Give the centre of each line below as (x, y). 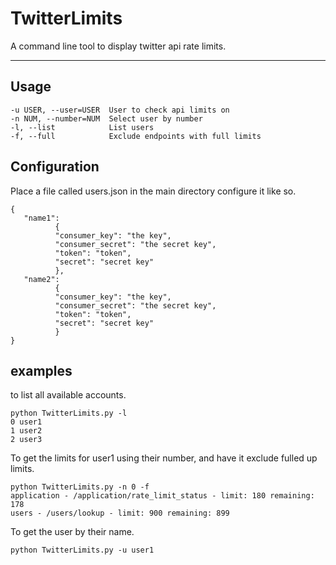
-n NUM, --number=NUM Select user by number (106, 118)
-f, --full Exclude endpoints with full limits (136, 136)
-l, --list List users (82, 127)
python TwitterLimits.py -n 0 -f (80, 487)
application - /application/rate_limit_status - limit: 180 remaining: (162, 496)
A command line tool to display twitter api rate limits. (118, 46)
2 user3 (26, 440)
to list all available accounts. (68, 395)
